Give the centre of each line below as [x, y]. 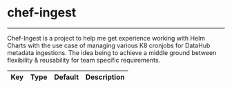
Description [105, 77]
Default [67, 77]
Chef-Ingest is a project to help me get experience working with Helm [106, 38]
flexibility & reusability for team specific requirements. [84, 60]
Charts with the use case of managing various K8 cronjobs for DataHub [109, 45]
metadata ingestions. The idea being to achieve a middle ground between [112, 52]
